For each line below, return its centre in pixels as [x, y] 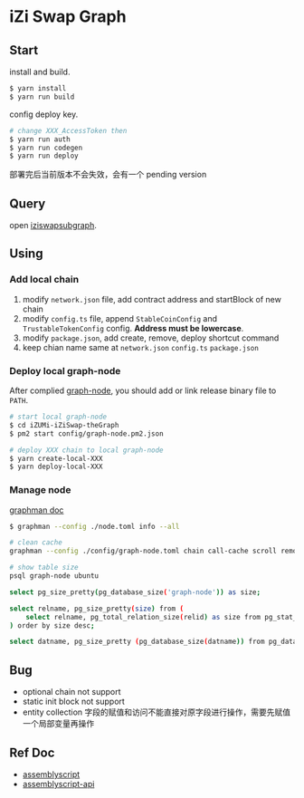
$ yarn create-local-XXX [56, 458]
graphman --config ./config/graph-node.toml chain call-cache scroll [143, 551]
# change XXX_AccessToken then [68, 130]
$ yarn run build [42, 97]
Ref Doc [32, 752]
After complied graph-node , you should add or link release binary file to [143, 390]
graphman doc [37, 510]
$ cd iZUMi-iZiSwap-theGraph [64, 425]
